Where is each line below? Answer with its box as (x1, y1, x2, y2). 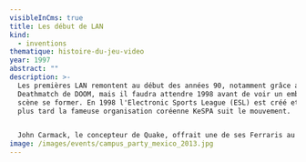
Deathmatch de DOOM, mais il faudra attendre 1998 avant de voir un (17, 89, 283, 98)
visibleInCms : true (9, 13, 84, 23)
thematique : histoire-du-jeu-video (9, 47, 145, 56)
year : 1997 (9, 56, 51, 65)
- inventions (17, 38, 67, 48)
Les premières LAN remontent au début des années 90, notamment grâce (17, 81, 291, 90)
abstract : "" (9, 65, 59, 74)
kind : (9, 30, 30, 39)
